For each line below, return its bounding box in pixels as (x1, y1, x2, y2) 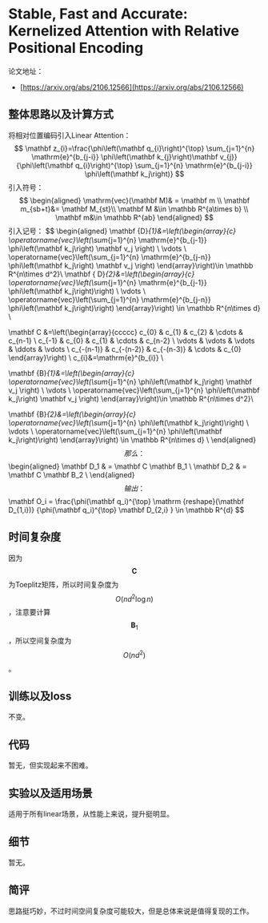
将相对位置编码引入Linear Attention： (8, 130, 131, 140)
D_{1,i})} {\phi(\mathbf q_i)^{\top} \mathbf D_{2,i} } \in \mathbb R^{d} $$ (8, 505, 245, 514)
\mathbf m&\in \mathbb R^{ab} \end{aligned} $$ (55, 212, 214, 222)
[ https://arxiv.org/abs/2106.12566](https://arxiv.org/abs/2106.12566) (19, 82, 244, 92)
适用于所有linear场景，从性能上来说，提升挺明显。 (8, 809, 174, 819)
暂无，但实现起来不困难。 (8, 760, 93, 770)
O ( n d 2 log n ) (115, 592, 154, 603)
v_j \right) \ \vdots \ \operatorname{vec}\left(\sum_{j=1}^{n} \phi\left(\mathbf (8, 385, 260, 395)
